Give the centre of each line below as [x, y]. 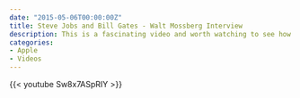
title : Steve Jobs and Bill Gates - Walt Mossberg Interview [126, 26]
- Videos [26, 59]
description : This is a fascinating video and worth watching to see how [150, 34]
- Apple [24, 51]
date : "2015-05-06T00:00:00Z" [66, 17]
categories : [31, 42]
